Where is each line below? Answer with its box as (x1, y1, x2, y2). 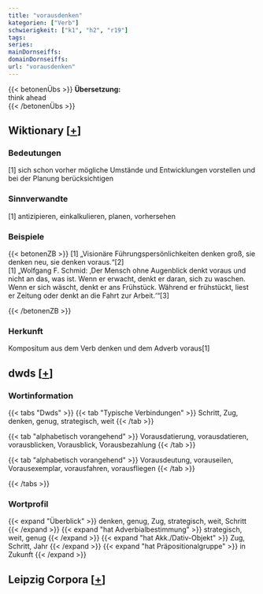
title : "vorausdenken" (8, 11, 83, 20)
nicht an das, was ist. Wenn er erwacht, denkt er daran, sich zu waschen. (8, 274, 246, 284)
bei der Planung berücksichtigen (8, 174, 114, 184)
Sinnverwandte (8, 194, 69, 205)
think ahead (8, 92, 47, 102)
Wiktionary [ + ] (8, 124, 81, 138)
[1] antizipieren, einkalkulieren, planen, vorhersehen (8, 211, 176, 221)
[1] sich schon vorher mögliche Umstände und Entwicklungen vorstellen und (8, 165, 256, 175)
